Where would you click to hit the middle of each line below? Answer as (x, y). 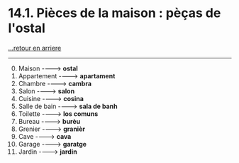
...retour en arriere (35, 48)
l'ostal (27, 28)
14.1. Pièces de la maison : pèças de (115, 13)
